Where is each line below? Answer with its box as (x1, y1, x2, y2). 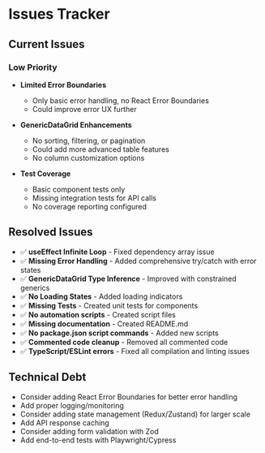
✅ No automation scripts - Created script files (19, 309, 177, 319)
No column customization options (32, 153, 145, 162)
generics (19, 283, 50, 292)
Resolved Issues (8, 225, 93, 239)
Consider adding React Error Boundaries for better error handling (19, 391, 237, 402)
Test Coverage (19, 168, 71, 179)
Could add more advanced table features (32, 144, 170, 154)
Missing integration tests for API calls (32, 192, 156, 203)
